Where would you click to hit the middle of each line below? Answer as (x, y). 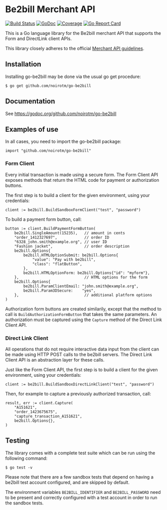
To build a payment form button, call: (43, 219)
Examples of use (32, 129)
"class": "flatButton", (57, 264)
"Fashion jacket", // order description (72, 246)
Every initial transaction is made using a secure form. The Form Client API (82, 174)
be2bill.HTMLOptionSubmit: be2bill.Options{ (71, 255)
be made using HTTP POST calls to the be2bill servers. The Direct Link (79, 354)
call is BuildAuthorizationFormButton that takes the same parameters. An (81, 314)
